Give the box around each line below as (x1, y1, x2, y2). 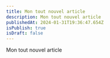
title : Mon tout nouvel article (6, 8, 85, 15)
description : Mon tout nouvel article (6, 14, 101, 20)
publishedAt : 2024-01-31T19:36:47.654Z (6, 19, 104, 25)
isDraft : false (6, 30, 44, 36)
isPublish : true (6, 25, 46, 31)
